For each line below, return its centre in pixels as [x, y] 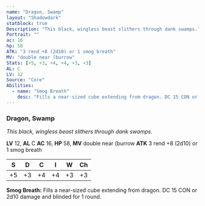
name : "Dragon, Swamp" [35, 12]
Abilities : [20, 86]
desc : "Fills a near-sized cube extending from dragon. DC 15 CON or [108, 97]
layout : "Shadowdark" [34, 18]
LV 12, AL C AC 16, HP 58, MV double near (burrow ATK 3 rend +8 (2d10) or [102, 143]
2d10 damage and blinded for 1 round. [54, 197]
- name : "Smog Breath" [41, 91]
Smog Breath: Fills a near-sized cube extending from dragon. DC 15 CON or [102, 190]
